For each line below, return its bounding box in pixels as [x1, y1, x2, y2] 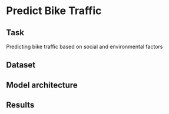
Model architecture [6, 80, 78, 90]
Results [6, 100, 35, 110]
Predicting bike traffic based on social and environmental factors [6, 43, 163, 50]
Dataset [6, 60, 36, 70]
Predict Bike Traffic [6, 4, 102, 18]
